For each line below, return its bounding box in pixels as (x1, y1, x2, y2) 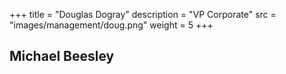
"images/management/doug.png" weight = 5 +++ (9, 19, 214, 31)
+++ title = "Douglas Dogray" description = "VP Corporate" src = (9, 9, 277, 20)
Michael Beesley (9, 48, 115, 65)
